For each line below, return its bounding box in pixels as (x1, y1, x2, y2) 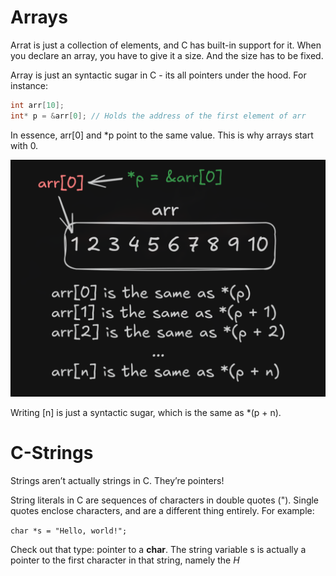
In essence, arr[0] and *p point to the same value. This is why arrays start (10, 129, 314, 141)
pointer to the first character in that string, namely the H (10, 554, 240, 566)
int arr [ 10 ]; (10, 100, 65, 110)
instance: (10, 79, 49, 91)
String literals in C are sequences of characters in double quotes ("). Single (10, 494, 320, 506)
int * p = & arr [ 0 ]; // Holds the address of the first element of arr (10, 111, 307, 121)
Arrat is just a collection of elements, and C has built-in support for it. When (10, 39, 322, 51)
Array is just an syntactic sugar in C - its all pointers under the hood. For (10, 69, 307, 81)
